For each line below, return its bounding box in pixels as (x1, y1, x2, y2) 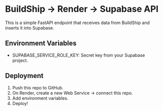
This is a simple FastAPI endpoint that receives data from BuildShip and (5, 20, 150, 26)
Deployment (5, 72, 44, 80)
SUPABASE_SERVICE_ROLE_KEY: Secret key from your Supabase (12, 52, 145, 58)
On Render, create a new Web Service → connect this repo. (12, 90, 133, 96)
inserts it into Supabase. (5, 25, 54, 30)
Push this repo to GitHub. (12, 84, 64, 90)
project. (12, 57, 28, 63)
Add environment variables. (12, 95, 68, 101)
